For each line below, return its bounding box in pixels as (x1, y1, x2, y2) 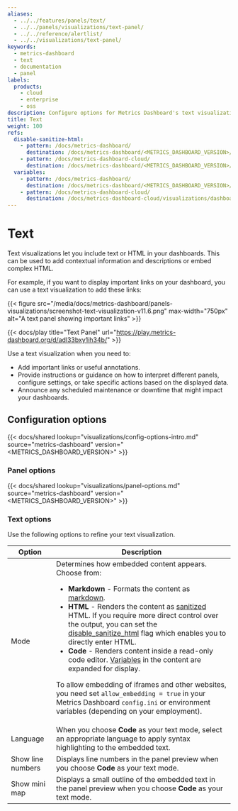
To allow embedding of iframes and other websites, (56, 680, 227, 690)
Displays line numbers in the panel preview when (56, 754, 219, 764)
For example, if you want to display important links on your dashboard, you (7, 278, 225, 287)
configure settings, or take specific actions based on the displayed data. (17, 378, 229, 387)
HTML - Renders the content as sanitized (68, 602, 207, 612)
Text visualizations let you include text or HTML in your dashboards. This (7, 249, 220, 258)
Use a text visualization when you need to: (7, 349, 131, 358)
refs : (7, 129, 23, 136)
